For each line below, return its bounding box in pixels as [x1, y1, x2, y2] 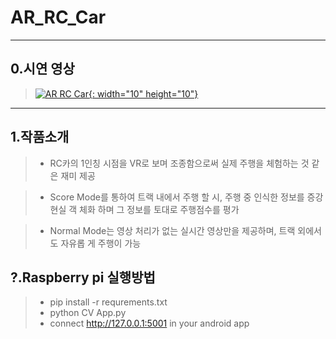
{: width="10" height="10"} [88, 87, 199, 100]
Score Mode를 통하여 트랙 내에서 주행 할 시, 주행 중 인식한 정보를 [49, 191, 305, 203]
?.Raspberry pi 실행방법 [10, 269, 156, 286]
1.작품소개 [10, 129, 70, 146]
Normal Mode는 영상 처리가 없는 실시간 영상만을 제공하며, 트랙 [49, 224, 296, 236]
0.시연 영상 [10, 61, 75, 78]
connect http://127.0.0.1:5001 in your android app [49, 317, 250, 330]
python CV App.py [49, 307, 127, 319]
